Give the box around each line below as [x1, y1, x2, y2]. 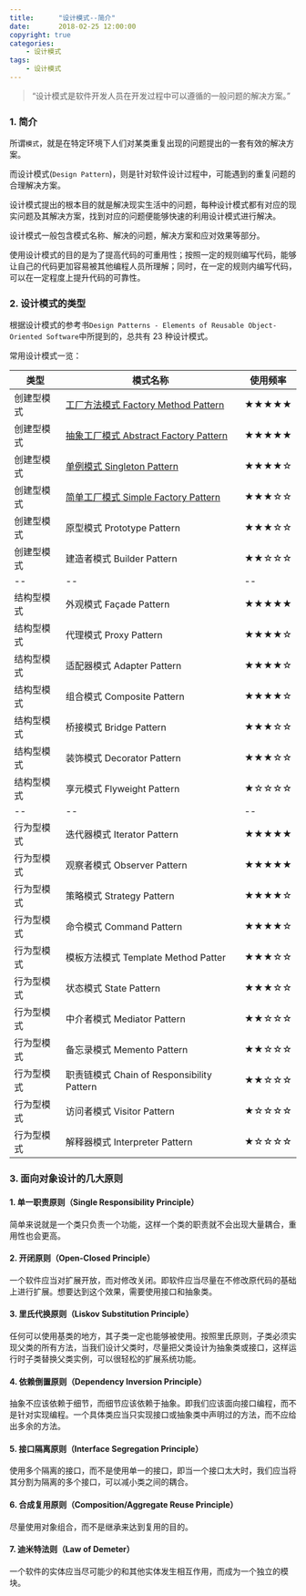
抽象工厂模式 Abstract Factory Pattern [65, 429, 229, 442]
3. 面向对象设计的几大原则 [9, 1172, 124, 1185]
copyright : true [9, 30, 71, 39]
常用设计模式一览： [9, 350, 82, 361]
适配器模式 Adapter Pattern [65, 660, 182, 673]
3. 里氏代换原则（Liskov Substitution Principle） [9, 1309, 194, 1320]
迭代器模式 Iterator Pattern [65, 829, 179, 841]
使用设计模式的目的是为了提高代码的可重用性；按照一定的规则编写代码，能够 [9, 250, 297, 261]
